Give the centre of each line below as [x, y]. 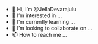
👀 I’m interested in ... [37, 15]
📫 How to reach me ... [39, 35]
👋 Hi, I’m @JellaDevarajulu [44, 9]
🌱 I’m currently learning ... [43, 22]
